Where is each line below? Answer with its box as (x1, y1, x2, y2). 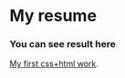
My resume (9, 5, 98, 26)
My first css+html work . (9, 58, 99, 69)
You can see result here (9, 38, 116, 51)
